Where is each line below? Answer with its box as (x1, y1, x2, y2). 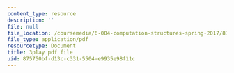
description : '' (7, 17, 54, 24)
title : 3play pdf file (7, 49, 73, 56)
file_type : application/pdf (7, 36, 89, 43)
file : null (7, 23, 39, 30)
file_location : (7, 29, 52, 37)
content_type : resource (7, 10, 77, 17)
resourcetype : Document (7, 42, 77, 49)
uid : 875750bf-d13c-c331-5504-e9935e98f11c (7, 56, 136, 63)
